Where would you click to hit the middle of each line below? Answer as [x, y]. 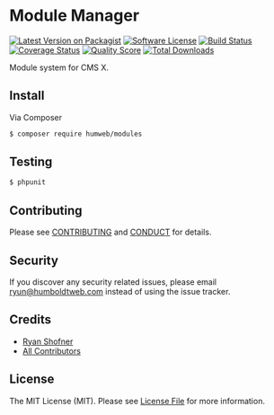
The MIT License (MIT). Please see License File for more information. [137, 401]
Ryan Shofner [48, 341]
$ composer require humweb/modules [76, 134]
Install [27, 96]
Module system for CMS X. [59, 67]
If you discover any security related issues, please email [113, 282]
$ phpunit [28, 182]
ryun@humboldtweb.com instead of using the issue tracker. [120, 291]
